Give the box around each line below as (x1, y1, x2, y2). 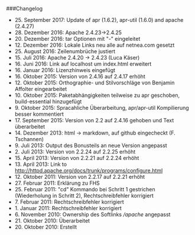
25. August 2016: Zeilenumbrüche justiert (14, 48, 116, 55)
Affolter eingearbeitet (14, 86, 67, 92)
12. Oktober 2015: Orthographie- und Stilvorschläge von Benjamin (14, 79, 175, 86)
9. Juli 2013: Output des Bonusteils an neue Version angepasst (14, 142, 167, 149)
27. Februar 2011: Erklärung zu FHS (14, 179, 100, 187)
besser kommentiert (14, 110, 64, 117)
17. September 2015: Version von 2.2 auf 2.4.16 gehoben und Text (14, 117, 174, 123)
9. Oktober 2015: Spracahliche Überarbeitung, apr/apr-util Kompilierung (14, 105, 189, 111)
